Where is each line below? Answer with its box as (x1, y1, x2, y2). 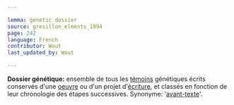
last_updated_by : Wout (7, 49, 74, 56)
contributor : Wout (7, 43, 62, 50)
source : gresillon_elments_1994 (7, 23, 103, 30)
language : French (7, 36, 59, 43)
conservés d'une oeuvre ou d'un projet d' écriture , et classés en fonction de (7, 82, 228, 90)
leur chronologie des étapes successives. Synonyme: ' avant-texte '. (7, 89, 203, 98)
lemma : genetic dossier (7, 16, 78, 23)
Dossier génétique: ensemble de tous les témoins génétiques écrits (7, 75, 206, 83)
